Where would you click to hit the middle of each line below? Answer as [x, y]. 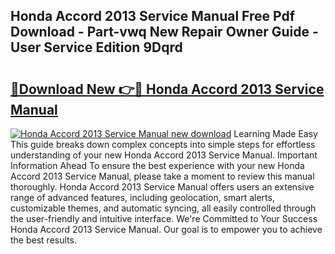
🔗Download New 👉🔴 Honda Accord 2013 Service [167, 89]
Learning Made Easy [275, 133]
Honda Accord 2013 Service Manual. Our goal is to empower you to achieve [166, 229]
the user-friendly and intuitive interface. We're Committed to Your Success [164, 218]
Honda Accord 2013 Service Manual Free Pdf [153, 16]
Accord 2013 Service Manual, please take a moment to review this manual [162, 176]
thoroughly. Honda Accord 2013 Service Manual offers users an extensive [162, 187]
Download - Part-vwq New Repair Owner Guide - [164, 32]
